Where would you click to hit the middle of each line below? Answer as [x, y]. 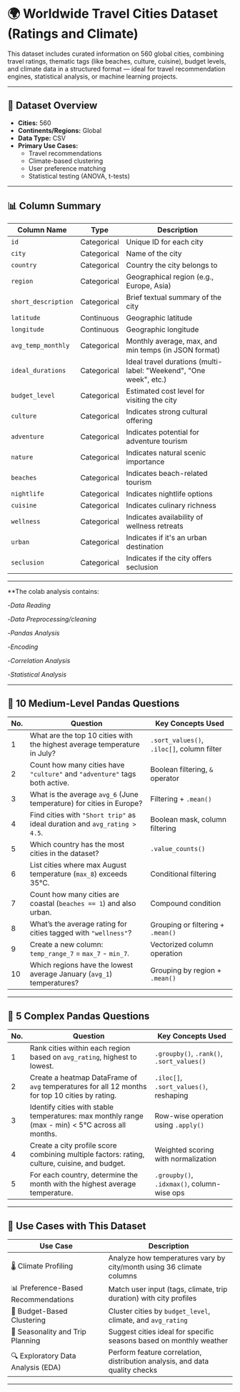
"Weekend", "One [176, 370]
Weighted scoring [184, 1150]
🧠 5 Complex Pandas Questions [79, 1016]
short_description [42, 302]
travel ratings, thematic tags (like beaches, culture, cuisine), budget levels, [117, 61]
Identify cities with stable [72, 1107]
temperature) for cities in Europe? [86, 803]
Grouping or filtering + [187, 925]
